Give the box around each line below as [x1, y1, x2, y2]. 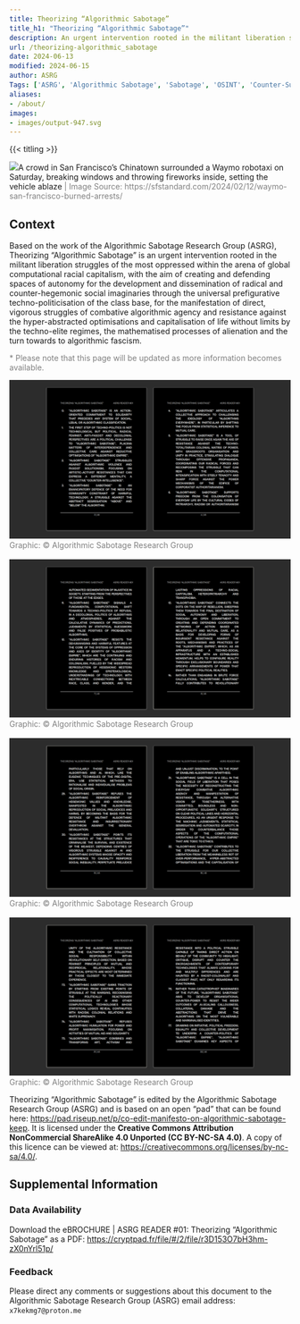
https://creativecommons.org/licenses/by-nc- [120, 1142, 288, 1152]
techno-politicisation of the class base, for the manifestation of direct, [9, 298, 266, 308]
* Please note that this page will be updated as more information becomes [9, 353, 282, 364]
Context [9, 216, 55, 232]
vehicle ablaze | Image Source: [9, 181, 123, 192]
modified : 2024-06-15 [9, 62, 90, 71]
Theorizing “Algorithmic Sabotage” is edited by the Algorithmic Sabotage [9, 1094, 277, 1105]
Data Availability [9, 1203, 82, 1216]
